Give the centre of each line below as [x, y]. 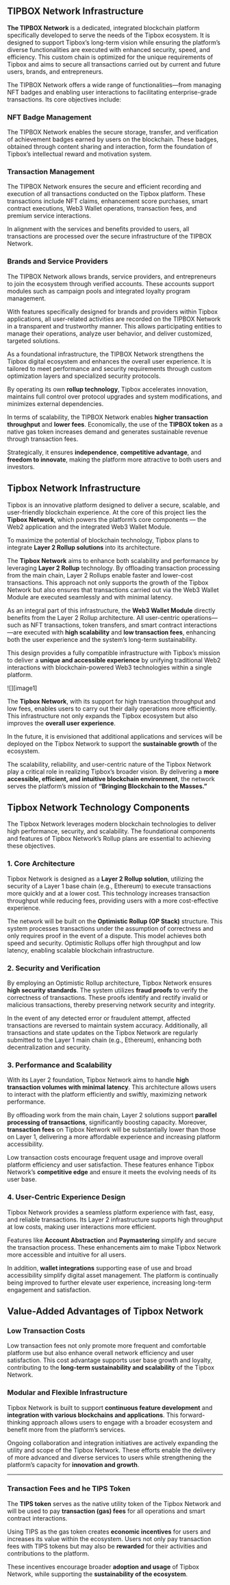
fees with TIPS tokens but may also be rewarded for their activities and [107, 1546]
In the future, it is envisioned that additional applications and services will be [115, 736]
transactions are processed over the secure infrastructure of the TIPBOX [110, 237]
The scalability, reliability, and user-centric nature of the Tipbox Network [110, 764]
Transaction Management [51, 172]
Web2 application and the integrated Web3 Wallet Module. [89, 527]
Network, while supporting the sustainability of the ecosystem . [98, 1574]
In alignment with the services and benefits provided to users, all [98, 229]
